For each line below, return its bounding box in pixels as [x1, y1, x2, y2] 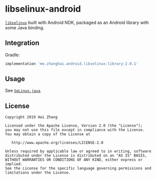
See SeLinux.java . [5, 88, 42, 94]
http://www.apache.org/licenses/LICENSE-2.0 [11, 140, 104, 145]
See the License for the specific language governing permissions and [5, 166, 152, 171]
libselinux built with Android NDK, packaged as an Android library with [5, 20, 149, 25]
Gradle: [5, 52, 20, 58]
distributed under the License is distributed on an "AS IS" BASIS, [5, 153, 147, 158]
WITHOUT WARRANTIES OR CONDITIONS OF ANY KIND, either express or [5, 158, 143, 162]
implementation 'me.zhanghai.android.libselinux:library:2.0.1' [5, 61, 138, 66]
